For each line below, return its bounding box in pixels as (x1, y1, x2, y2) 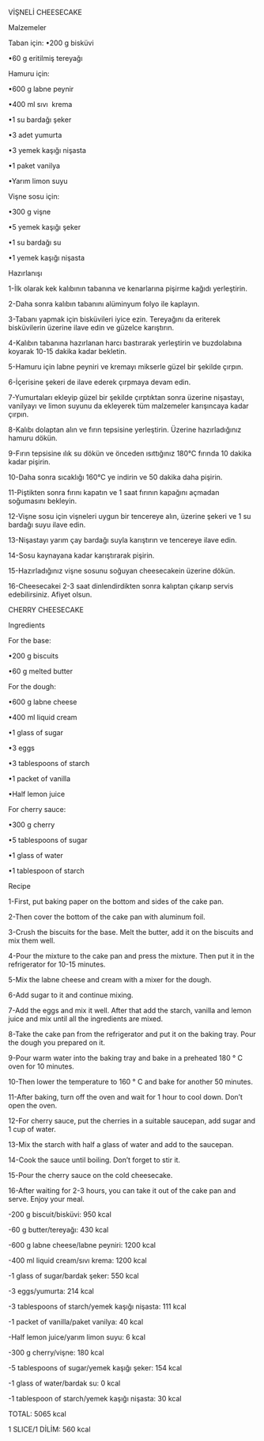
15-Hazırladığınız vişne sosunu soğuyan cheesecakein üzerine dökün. (8, 566, 236, 575)
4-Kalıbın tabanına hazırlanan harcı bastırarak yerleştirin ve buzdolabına (8, 338, 243, 348)
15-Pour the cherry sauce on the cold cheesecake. (8, 1171, 173, 1180)
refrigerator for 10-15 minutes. (8, 959, 106, 969)
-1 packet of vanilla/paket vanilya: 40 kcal (8, 1317, 144, 1326)
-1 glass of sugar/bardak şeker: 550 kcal (8, 1271, 140, 1280)
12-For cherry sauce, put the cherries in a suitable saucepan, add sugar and (8, 1116, 255, 1125)
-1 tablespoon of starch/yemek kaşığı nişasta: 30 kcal (8, 1394, 182, 1403)
